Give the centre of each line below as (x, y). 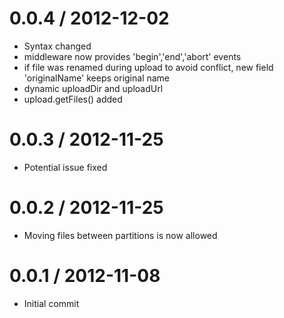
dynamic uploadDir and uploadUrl (93, 88)
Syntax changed (57, 46)
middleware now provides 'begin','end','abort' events (132, 56)
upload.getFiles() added (73, 99)
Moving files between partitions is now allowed (120, 235)
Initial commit (51, 303)
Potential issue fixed (65, 167)
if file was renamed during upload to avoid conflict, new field (148, 67)
